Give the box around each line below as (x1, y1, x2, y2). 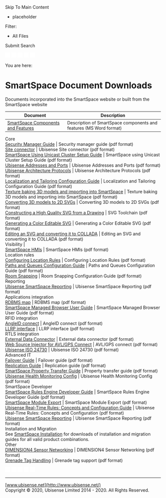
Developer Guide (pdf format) (5, 394, 66, 400)
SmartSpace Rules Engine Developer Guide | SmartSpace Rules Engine (5, 389, 150, 395)
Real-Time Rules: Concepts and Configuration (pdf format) (5, 410, 124, 416)
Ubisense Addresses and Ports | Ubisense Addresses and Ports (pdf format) (5, 162, 161, 168)
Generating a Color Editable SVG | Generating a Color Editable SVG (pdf (5, 220, 151, 226)
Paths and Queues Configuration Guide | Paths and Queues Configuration (5, 262, 155, 268)
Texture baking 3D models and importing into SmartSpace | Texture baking (5, 188, 158, 195)
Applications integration (5, 294, 54, 300)
